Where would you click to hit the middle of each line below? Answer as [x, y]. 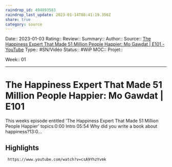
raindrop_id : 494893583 [31, 10]
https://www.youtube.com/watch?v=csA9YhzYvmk [57, 159]
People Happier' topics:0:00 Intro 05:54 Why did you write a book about [81, 126]
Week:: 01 [16, 60]
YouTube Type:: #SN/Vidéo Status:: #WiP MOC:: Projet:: [64, 50]
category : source [24, 24]
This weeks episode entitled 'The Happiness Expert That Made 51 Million [82, 121]
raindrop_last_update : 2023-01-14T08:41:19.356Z [58, 15]
